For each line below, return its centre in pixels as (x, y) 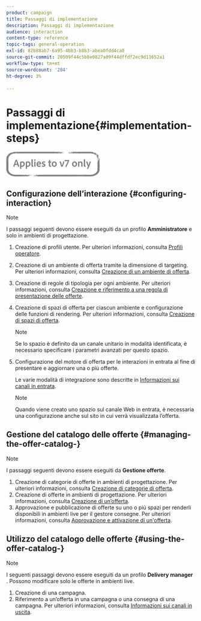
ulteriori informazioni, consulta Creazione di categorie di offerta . (94, 488)
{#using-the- (159, 539)
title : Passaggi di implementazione (52, 19)
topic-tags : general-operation (45, 44)
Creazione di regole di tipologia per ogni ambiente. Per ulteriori (93, 283)
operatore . (28, 253)
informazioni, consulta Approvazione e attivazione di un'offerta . (93, 520)
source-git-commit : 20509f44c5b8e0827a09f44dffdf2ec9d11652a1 (85, 57)
